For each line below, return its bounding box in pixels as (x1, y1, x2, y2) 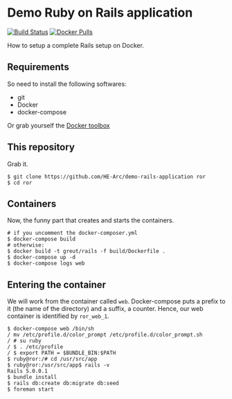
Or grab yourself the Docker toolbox (7, 121, 110, 130)
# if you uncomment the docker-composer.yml (7, 230, 138, 237)
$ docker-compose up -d (7, 254, 76, 261)
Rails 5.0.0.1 (7, 368, 48, 375)
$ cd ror (7, 179, 33, 186)
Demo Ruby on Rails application (7, 5, 193, 21)
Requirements (7, 61, 69, 73)
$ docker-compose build (7, 236, 76, 243)
